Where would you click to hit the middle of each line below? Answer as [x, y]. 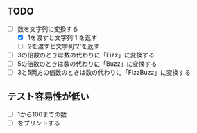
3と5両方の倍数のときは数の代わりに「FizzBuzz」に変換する [104, 73]
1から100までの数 [42, 114]
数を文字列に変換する [48, 29]
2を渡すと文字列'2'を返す [64, 46]
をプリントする [38, 123]
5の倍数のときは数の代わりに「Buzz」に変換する [87, 64]
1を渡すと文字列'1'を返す [62, 37]
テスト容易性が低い [48, 96]
